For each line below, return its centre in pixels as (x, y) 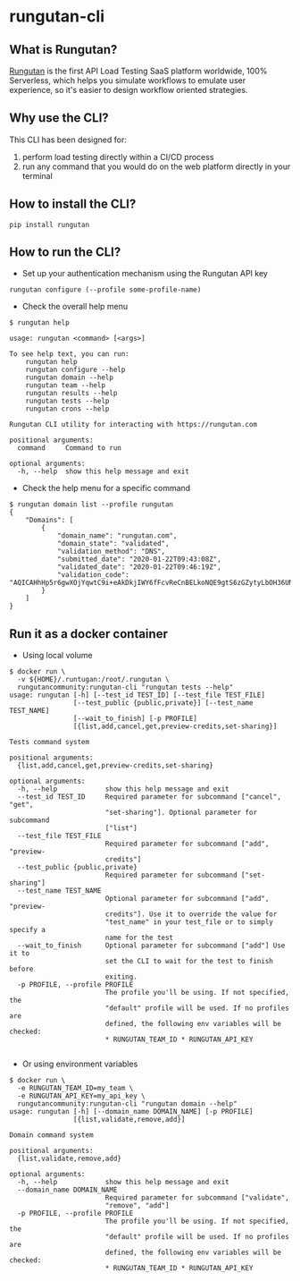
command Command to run (70, 448)
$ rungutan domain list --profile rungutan (92, 505)
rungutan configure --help (75, 370)
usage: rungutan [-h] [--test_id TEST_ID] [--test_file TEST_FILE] (137, 695)
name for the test (139, 938)
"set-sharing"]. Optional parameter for (181, 813)
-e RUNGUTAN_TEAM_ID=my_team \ (75, 1089)
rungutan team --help (65, 386)
